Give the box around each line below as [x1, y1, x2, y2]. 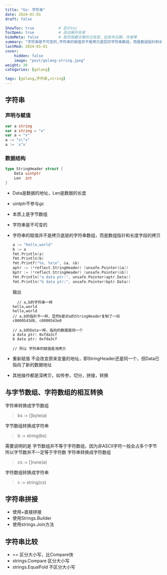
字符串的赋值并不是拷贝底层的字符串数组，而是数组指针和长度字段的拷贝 [12, 232, 161, 238]
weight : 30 [5, 63, 28, 68]
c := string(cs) [17, 479, 47, 485]
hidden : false [14, 53, 43, 58]
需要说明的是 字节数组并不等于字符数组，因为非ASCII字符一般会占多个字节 [5, 443, 158, 449]
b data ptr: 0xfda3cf [12, 337, 57, 342]
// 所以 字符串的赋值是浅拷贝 [12, 346, 66, 351]
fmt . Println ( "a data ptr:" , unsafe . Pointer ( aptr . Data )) [12, 274, 131, 279]
